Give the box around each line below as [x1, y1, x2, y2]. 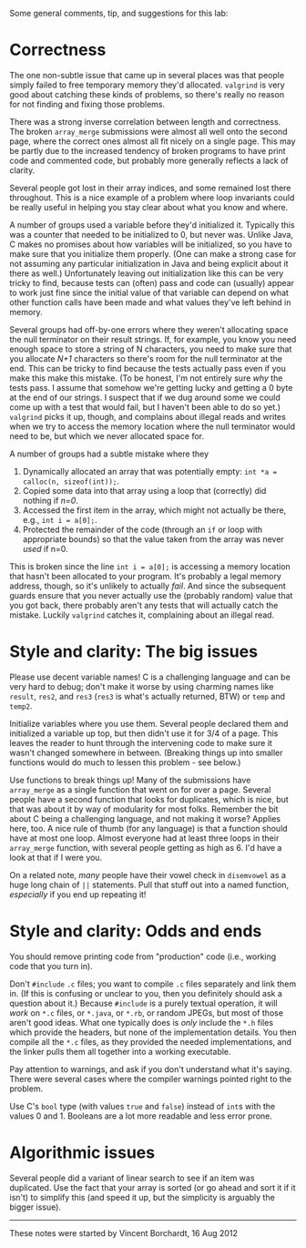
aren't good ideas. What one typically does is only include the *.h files [9, 1017, 274, 1028]
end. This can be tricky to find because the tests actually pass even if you [9, 363, 287, 373]
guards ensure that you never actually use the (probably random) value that [9, 589, 293, 600]
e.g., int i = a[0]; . [22, 514, 97, 525]
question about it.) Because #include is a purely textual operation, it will [9, 997, 278, 1008]
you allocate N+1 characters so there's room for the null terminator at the [9, 353, 282, 363]
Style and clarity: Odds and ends [9, 921, 262, 942]
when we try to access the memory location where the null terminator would [9, 421, 296, 432]
